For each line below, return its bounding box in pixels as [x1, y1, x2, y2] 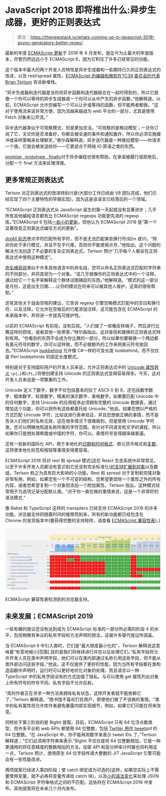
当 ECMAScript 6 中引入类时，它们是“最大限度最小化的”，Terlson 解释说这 [5, 643, 156, 649]
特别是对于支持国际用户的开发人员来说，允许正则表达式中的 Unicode [5, 364, 145, 370]
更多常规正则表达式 [5, 176, 64, 184]
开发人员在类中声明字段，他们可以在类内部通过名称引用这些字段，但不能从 [9, 655, 161, 661]
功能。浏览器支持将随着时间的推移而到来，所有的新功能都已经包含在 [5, 511, 144, 517]
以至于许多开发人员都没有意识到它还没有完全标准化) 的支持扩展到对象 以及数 [5, 463, 159, 470]
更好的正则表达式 [31, 17, 101, 28]
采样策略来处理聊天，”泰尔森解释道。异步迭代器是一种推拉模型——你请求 [13, 137, 161, 143]
